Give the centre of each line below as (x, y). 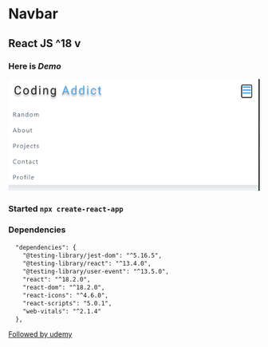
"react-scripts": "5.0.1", (67, 303)
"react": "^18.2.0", (57, 279)
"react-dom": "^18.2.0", (64, 287)
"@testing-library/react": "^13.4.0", (87, 263)
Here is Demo (35, 66)
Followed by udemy (40, 334)
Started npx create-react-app (66, 208)
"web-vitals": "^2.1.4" (62, 311)
